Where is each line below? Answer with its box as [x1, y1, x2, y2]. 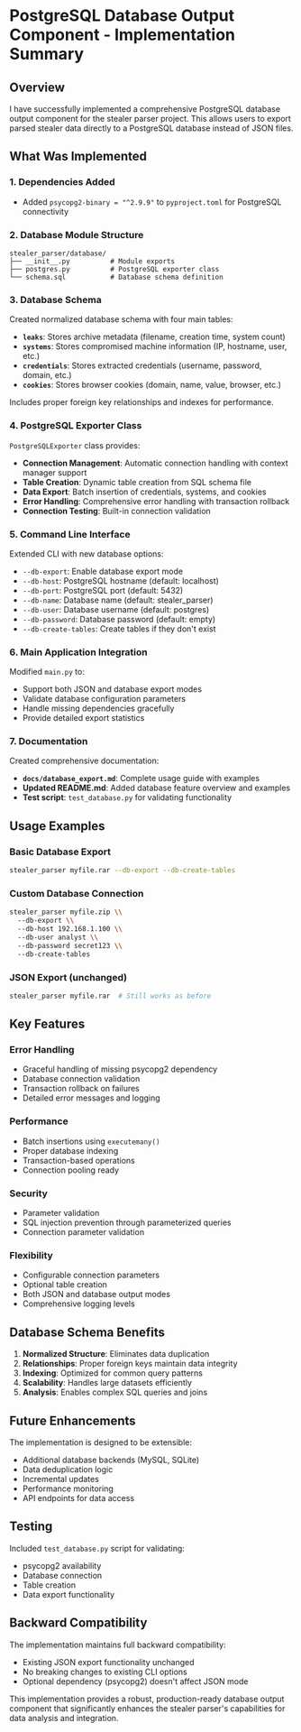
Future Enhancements [9, 1413, 137, 1428]
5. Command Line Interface [9, 528, 131, 540]
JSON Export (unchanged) [9, 971, 128, 983]
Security [9, 1187, 48, 1200]
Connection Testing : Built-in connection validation [22, 505, 212, 516]
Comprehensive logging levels [22, 1298, 135, 1309]
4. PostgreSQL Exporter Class [9, 419, 142, 432]
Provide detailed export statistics [22, 713, 145, 723]
